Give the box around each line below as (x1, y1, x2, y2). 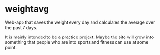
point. (5, 44, 17, 50)
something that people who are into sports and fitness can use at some (5, 39, 149, 45)
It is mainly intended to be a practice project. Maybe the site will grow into (5, 34, 154, 40)
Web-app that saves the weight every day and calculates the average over (5, 19, 155, 25)
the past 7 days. (5, 24, 38, 30)
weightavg (5, 3, 49, 15)
